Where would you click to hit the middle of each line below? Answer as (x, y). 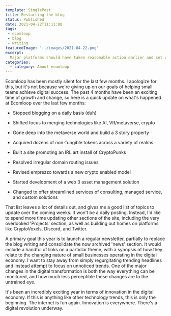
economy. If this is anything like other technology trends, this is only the (81, 297)
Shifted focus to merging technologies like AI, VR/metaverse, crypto (84, 123)
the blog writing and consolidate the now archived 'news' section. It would (83, 244)
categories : (18, 62)
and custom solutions (35, 197)
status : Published (25, 19)
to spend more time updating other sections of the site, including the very (82, 218)
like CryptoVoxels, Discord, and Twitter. (46, 229)
